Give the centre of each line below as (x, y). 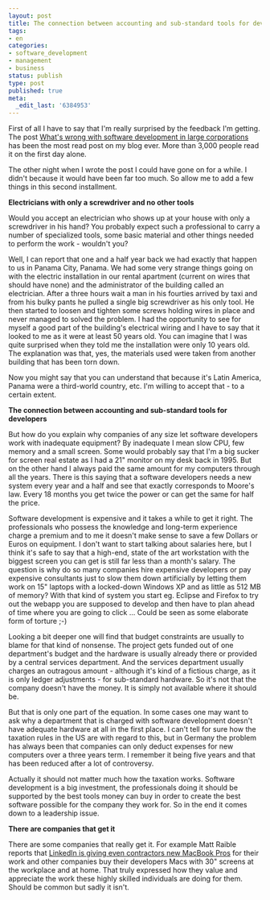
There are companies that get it (62, 829)
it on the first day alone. (47, 155)
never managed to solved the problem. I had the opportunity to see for (125, 320)
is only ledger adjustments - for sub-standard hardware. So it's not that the (133, 679)
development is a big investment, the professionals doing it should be (123, 788)
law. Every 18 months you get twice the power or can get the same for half (131, 494)
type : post (27, 83)
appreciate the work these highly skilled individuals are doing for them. (126, 879)
